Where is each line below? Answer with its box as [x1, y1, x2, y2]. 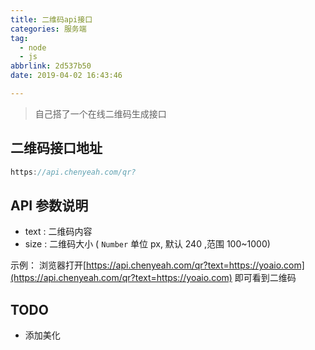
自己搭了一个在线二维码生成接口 [34, 107, 167, 120]
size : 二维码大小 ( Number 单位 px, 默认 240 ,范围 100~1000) [24, 238, 271, 250]
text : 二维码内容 [24, 226, 93, 238]
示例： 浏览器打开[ [10, 259, 87, 271]
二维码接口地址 [10, 140, 103, 157]
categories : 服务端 [10, 24, 87, 34]
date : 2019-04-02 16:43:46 [10, 71, 123, 81]
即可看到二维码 [234, 272, 297, 284]
